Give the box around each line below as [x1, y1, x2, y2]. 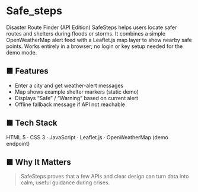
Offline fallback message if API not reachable [14, 101, 126, 108]
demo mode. [6, 49, 37, 56]
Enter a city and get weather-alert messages [14, 82, 124, 89]
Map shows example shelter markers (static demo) [14, 88, 139, 95]
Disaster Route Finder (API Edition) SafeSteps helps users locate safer [6, 24, 177, 31]
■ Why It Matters [6, 157, 71, 167]
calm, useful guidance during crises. [20, 179, 110, 186]
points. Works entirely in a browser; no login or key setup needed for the [6, 43, 183, 50]
